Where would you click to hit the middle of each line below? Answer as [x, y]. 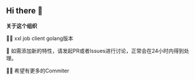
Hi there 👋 [24, 11]
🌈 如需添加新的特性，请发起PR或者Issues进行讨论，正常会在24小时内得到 [95, 51]
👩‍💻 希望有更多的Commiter [38, 71]
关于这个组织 [22, 26]
